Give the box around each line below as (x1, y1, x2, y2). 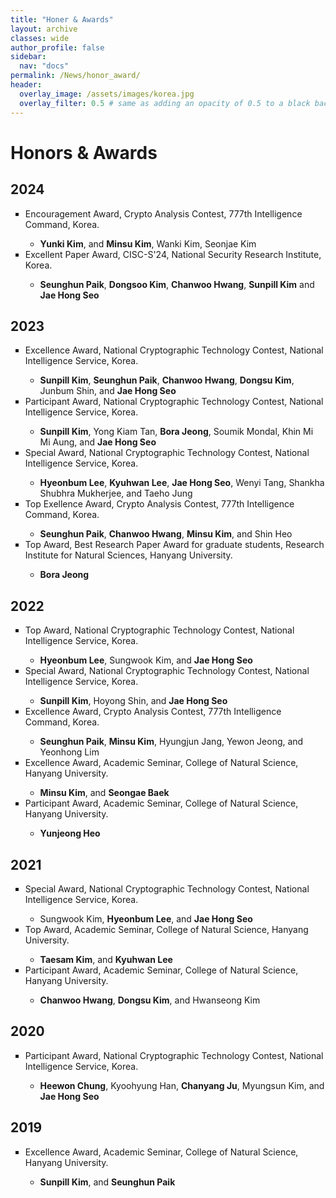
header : (10, 80, 43, 90)
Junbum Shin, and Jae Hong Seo (39, 385, 177, 397)
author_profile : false (10, 42, 105, 53)
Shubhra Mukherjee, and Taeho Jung (39, 487, 193, 500)
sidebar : (10, 52, 47, 62)
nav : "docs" (19, 61, 70, 71)
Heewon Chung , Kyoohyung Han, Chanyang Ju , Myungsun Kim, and (39, 1079, 325, 1091)
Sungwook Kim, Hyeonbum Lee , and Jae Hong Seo (39, 912, 253, 925)
